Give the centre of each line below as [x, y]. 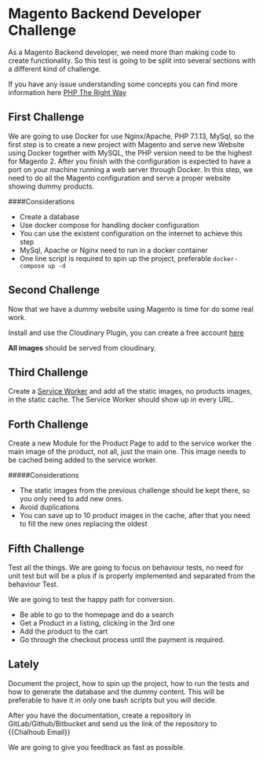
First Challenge [46, 117]
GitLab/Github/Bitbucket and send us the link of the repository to [113, 723]
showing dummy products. [51, 186]
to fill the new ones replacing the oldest [83, 524]
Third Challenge [48, 372]
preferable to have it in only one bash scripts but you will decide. [113, 699]
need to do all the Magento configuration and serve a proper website [119, 178]
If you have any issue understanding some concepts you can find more [123, 84]
